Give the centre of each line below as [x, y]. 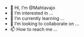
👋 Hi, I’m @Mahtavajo [33, 8]
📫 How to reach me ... [34, 29]
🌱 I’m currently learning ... [37, 18]
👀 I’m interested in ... [32, 13]
